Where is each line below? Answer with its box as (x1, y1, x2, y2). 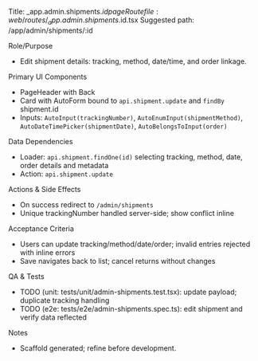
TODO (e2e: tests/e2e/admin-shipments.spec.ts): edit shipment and (19, 304, 243, 313)
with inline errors (19, 247, 76, 257)
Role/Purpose (8, 41, 53, 50)
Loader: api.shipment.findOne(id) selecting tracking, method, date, (19, 151, 243, 162)
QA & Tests (8, 271, 45, 281)
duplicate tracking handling (19, 295, 110, 305)
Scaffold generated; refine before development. (19, 343, 177, 353)
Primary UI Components (8, 72, 88, 81)
